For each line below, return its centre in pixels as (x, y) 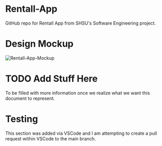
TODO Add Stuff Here (52, 79)
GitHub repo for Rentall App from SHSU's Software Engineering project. (80, 23)
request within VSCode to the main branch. (51, 138)
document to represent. (30, 98)
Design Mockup (39, 44)
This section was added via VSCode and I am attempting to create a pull (81, 133)
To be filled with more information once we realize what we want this (78, 93)
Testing (22, 119)
